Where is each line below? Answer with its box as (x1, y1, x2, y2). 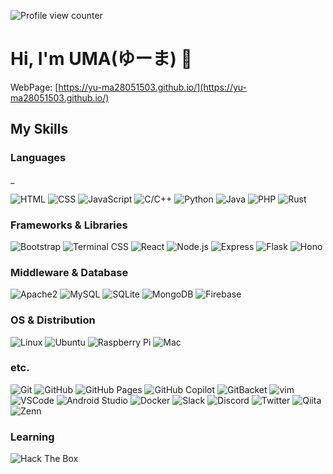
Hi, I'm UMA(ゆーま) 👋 (10, 48, 193, 70)
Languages (10, 151, 67, 165)
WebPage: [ (10, 81, 59, 93)
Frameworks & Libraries (10, 218, 128, 232)
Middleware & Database (10, 265, 129, 279)
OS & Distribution (10, 313, 96, 327)
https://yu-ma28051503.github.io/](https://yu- (58, 81, 247, 93)
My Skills (10, 121, 69, 138)
